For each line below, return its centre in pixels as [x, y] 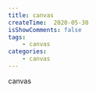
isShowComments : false [45, 30]
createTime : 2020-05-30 [48, 23]
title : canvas [31, 15]
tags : [17, 37]
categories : [27, 51]
